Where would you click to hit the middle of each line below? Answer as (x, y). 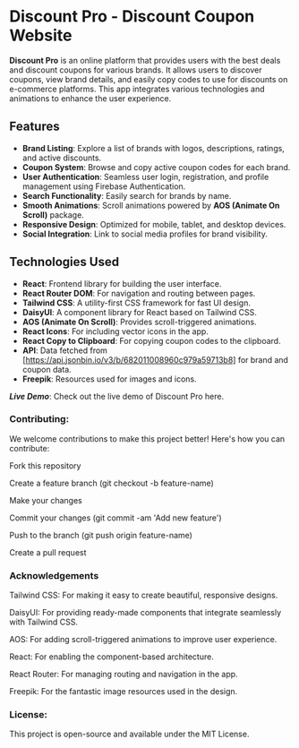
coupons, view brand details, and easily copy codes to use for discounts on (149, 79)
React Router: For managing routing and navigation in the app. (124, 675)
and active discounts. (62, 158)
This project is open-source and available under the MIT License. (129, 734)
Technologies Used (64, 262)
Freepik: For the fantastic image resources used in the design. (124, 692)
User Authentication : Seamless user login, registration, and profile (145, 176)
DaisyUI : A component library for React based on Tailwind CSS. (140, 312)
